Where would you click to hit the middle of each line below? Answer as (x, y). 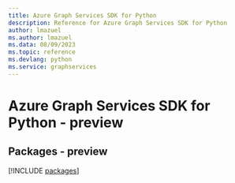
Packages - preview (58, 152)
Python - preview (66, 122)
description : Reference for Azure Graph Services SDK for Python (117, 23)
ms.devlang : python (40, 60)
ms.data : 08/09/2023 (42, 45)
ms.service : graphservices (52, 67)
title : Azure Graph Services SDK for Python (82, 15)
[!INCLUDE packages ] (44, 170)
